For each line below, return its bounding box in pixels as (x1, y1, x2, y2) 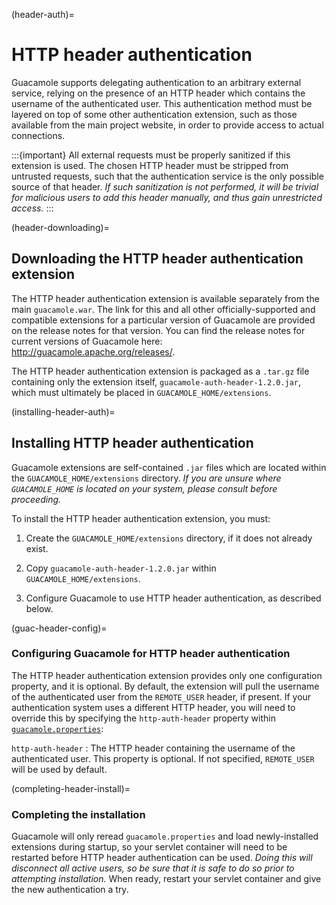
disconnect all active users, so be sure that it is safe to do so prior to (11, 862, 295, 874)
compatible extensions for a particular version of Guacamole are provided (11, 314, 316, 326)
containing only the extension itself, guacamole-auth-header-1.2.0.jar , (11, 375, 302, 388)
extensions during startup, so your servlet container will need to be (11, 841, 288, 853)
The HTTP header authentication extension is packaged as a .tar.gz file (11, 365, 310, 377)
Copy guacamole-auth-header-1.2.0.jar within (25, 562, 217, 574)
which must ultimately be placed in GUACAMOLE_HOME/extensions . (11, 386, 272, 398)
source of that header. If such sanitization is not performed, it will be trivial (11, 180, 319, 193)
